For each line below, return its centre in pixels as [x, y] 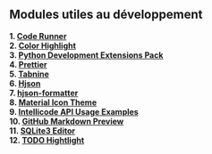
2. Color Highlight [42, 45]
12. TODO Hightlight [47, 140]
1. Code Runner [38, 36]
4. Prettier [28, 64]
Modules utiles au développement [106, 15]
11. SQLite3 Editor [42, 130]
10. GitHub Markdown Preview [67, 121]
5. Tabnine [29, 74]
